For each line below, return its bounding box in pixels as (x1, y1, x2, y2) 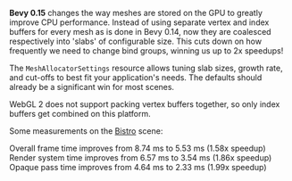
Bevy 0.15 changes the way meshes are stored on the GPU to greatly (9, 8, 263, 18)
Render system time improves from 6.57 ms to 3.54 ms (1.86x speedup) (9, 152, 272, 163)
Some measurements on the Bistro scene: (9, 126, 163, 136)
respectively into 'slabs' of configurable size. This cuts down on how (9, 36, 262, 46)
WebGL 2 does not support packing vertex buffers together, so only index (9, 99, 280, 110)
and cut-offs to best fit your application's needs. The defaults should (9, 72, 263, 83)
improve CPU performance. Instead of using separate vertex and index (9, 17, 270, 28)
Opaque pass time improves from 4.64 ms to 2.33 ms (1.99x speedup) (9, 162, 267, 172)
